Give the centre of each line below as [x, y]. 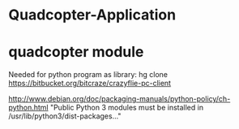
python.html [28, 108]
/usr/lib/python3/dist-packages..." [65, 116]
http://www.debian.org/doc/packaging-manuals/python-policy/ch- [119, 99]
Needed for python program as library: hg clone [88, 75]
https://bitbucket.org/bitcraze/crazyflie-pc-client [90, 84]
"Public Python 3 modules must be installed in [127, 108]
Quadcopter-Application [92, 15]
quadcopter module [76, 52]
